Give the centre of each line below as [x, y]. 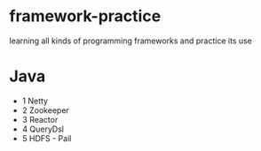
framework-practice [85, 16]
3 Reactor [40, 119]
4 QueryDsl [43, 129]
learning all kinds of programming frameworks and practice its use [131, 41]
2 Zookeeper [45, 110]
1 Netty [35, 101]
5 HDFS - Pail [47, 138]
